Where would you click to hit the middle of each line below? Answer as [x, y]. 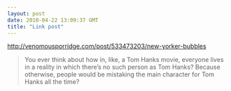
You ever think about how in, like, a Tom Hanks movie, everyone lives [124, 60]
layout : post [26, 14]
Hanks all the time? [52, 82]
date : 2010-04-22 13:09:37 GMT [53, 20]
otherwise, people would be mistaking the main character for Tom [119, 74]
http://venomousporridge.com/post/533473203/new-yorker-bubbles [107, 47]
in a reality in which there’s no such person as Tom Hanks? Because [122, 67]
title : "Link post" [36, 26]
